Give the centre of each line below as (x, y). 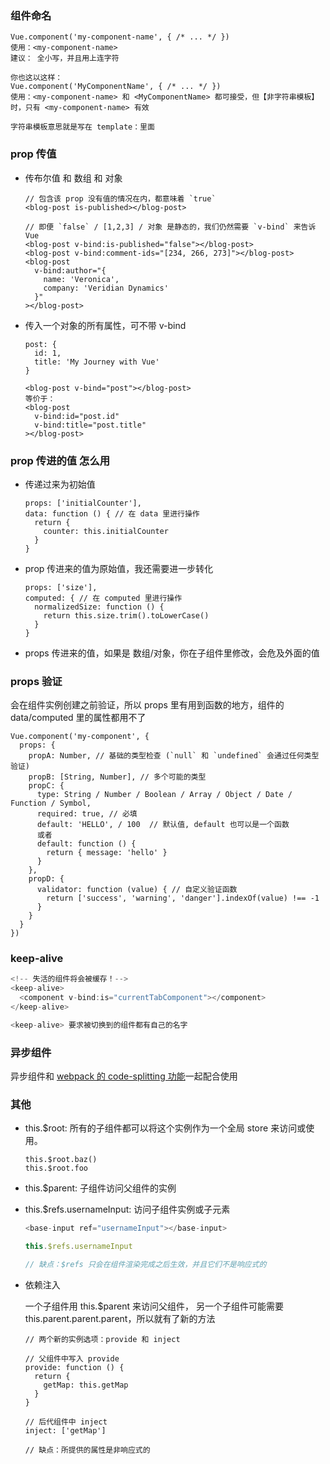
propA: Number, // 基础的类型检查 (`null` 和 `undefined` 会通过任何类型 (174, 756)
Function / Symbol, (51, 803)
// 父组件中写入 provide (72, 1359)
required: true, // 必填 (87, 814)
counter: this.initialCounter (106, 531)
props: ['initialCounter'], (83, 503)
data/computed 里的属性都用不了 (78, 718)
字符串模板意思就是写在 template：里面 (82, 127)
